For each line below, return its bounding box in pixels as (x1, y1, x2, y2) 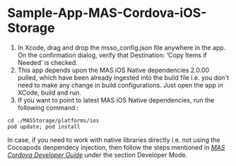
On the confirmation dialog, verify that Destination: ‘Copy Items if (17, 51, 207, 59)
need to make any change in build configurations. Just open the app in (17, 81, 224, 89)
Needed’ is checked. (17, 58, 78, 66)
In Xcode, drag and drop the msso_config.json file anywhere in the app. (17, 43, 226, 52)
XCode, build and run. (17, 88, 81, 97)
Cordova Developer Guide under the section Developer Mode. (7, 150, 188, 159)
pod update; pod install (7, 123, 81, 130)
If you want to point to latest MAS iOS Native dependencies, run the (17, 95, 215, 104)
